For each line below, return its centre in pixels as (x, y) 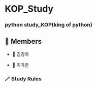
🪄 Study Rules (23, 78)
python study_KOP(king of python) (48, 25)
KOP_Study (29, 9)
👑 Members (23, 41)
